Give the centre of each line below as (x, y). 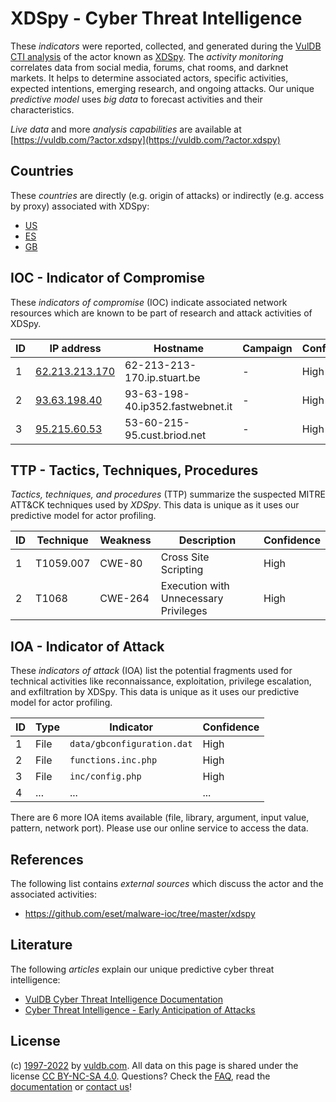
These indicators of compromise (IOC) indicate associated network (149, 302)
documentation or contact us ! (71, 1086)
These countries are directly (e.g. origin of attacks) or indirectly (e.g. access (167, 195)
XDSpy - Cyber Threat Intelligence (156, 18)
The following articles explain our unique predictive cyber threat (142, 969)
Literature (41, 945)
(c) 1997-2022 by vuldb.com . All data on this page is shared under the (154, 1065)
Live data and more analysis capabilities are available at (126, 129)
